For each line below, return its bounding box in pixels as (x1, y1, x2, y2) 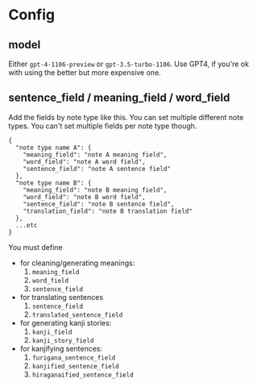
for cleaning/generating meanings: (19, 258, 135, 268)
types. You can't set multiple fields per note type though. (8, 121, 197, 131)
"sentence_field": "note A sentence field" (23, 164, 172, 173)
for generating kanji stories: (19, 318, 112, 327)
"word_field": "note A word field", (23, 157, 147, 166)
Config (8, 6, 55, 24)
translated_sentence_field (31, 310, 123, 319)
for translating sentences (19, 292, 103, 302)
